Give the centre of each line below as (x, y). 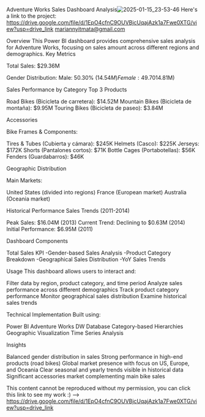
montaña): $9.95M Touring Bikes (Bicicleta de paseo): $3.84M (85, 108)
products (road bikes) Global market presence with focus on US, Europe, (98, 363)
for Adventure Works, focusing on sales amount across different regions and (103, 47)
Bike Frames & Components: (42, 132)
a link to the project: (32, 16)
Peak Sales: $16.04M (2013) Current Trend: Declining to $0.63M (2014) (96, 223)
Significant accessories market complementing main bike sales (86, 376)
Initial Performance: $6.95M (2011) (50, 229)
